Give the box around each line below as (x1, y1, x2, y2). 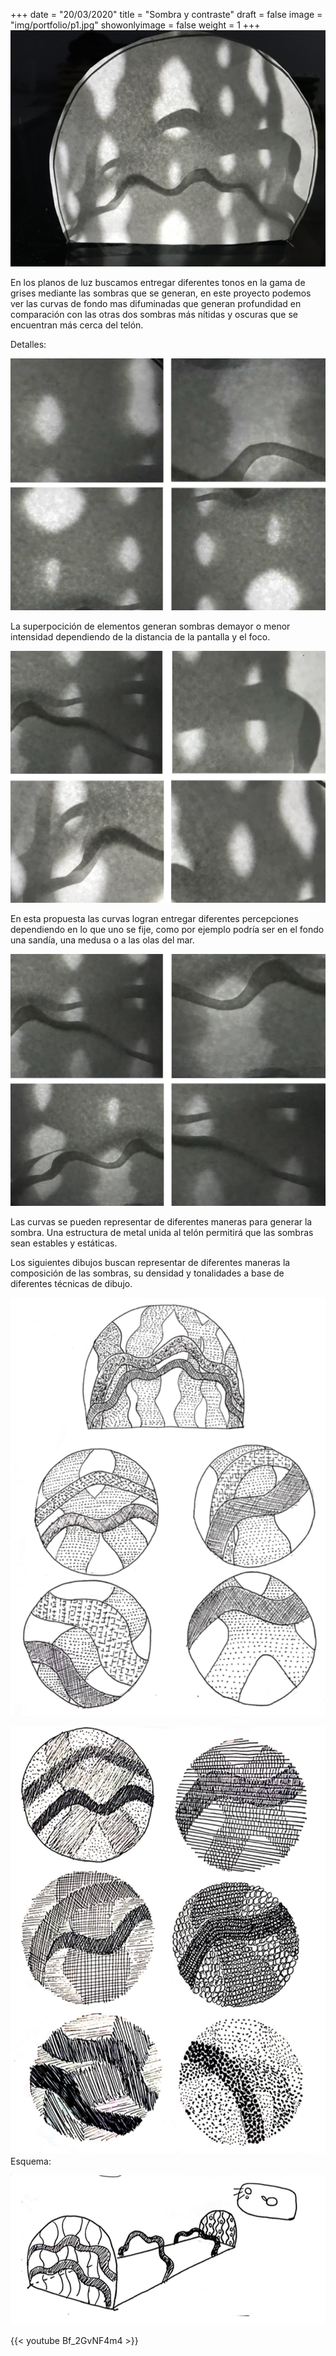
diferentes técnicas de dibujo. (10, 1278, 133, 1290)
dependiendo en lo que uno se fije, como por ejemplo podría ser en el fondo (10, 924, 325, 936)
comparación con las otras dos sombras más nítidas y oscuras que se (10, 309, 299, 320)
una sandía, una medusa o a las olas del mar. (10, 934, 195, 946)
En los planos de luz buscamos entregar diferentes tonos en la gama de (10, 277, 306, 288)
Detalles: (10, 339, 47, 350)
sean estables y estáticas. (10, 1237, 118, 1249)
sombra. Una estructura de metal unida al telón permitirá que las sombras (10, 1227, 314, 1239)
